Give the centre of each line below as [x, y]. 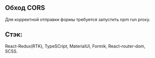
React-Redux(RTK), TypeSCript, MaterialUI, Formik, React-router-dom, [75, 46]
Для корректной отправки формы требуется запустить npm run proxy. [78, 19]
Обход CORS [25, 8]
